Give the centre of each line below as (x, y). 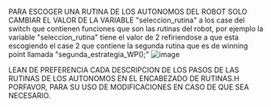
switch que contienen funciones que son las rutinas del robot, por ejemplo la (136, 29)
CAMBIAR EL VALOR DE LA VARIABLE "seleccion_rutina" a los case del (127, 20)
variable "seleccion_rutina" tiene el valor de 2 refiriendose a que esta (124, 37)
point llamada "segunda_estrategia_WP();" (79, 54)
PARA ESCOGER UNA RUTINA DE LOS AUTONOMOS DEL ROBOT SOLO (128, 12)
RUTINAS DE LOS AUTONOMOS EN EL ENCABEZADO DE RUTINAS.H (124, 78)
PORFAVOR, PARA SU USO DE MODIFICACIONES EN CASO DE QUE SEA (129, 87)
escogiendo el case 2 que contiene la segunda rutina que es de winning (128, 46)
